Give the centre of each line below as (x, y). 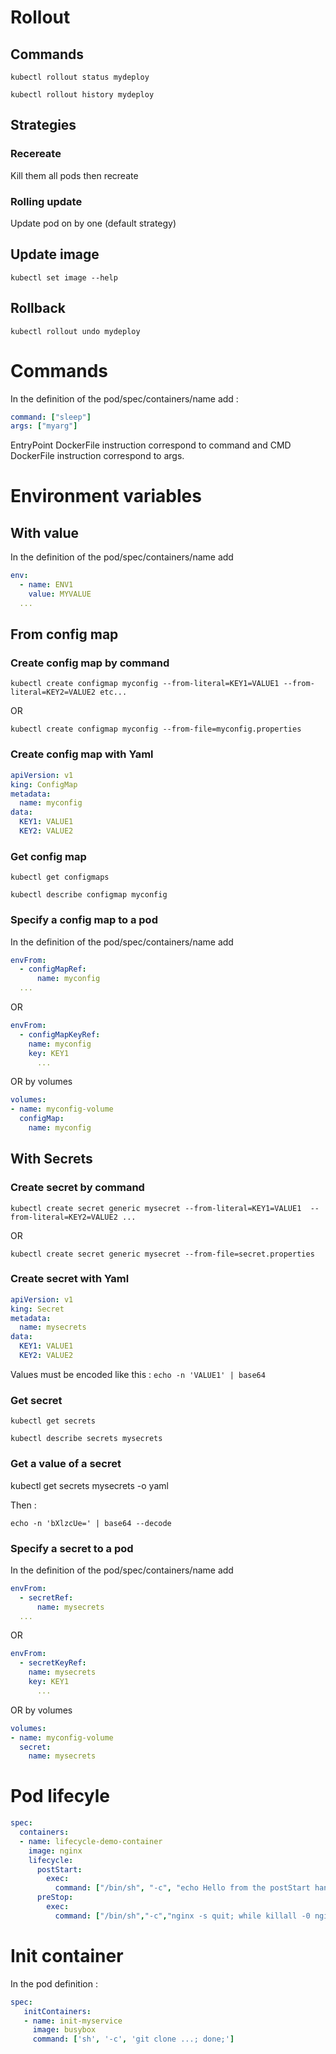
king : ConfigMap (44, 784)
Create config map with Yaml (82, 754)
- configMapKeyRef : (60, 1034)
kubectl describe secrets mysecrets (86, 1439)
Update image (55, 254)
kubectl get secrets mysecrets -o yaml (89, 1485)
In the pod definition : (54, 1983)
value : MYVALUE (60, 594)
